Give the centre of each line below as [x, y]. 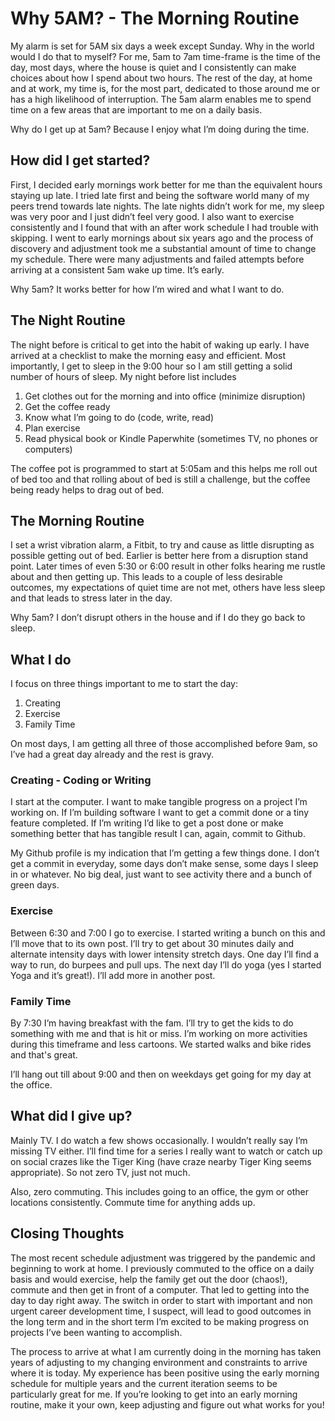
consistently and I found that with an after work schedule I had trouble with [164, 227]
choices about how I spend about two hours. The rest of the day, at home [161, 78]
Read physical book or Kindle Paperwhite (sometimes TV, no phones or [171, 438]
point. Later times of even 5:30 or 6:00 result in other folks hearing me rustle [168, 566]
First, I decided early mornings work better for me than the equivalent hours [166, 184]
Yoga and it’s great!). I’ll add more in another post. [113, 975]
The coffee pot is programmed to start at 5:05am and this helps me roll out [164, 468]
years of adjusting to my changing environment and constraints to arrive [159, 1362]
